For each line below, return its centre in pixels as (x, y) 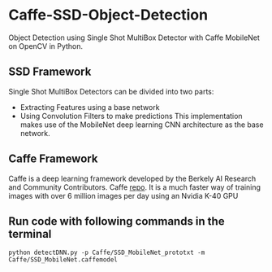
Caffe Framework (53, 159)
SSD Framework (50, 72)
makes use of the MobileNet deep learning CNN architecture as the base (142, 125)
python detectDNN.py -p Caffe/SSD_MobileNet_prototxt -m (107, 253)
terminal (30, 234)
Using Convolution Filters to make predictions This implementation (131, 116)
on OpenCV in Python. (46, 46)
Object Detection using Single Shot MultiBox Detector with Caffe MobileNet (134, 37)
